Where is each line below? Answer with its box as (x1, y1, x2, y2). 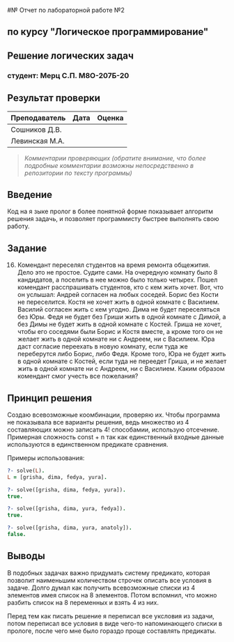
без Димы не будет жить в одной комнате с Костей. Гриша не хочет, (17, 320, 222, 328)
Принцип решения (7, 392, 93, 404)
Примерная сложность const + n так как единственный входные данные (7, 432, 224, 441)
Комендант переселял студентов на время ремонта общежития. (17, 261, 210, 269)
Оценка (97, 113, 124, 123)
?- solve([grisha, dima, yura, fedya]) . (7, 505, 127, 512)
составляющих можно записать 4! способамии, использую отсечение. (7, 425, 219, 434)
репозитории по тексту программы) (24, 169, 132, 177)
